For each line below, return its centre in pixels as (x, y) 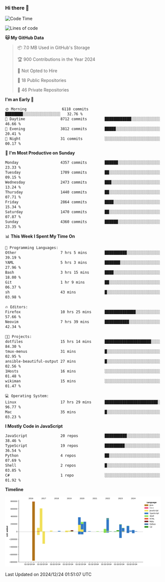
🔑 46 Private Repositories (43, 90)
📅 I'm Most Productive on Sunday (40, 153)
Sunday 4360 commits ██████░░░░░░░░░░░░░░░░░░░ (83, 222)
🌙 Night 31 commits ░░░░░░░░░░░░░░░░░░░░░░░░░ (83, 139)
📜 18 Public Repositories (42, 81)
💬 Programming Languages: (32, 248)
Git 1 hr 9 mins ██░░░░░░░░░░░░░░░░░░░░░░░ (83, 283)
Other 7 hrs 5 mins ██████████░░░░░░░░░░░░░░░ (83, 253)
